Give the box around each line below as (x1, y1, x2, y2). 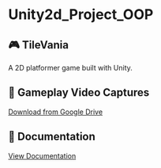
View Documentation (8, 151, 77, 160)
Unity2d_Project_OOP (8, 6, 154, 24)
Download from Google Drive (8, 107, 103, 116)
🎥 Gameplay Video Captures (8, 86, 150, 100)
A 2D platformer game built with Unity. (8, 63, 133, 72)
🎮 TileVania (8, 38, 69, 52)
